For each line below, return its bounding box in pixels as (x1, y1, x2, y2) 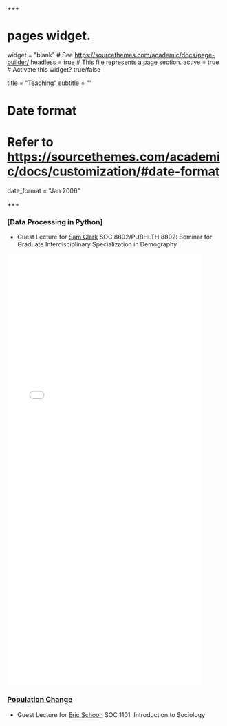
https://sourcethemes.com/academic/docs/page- (74, 50, 215, 59)
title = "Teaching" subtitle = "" (7, 79, 93, 87)
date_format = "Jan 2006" (7, 187, 80, 195)
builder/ (7, 58, 30, 66)
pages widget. (7, 28, 91, 43)
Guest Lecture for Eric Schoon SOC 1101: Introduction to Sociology (17, 710, 205, 718)
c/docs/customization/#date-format (7, 164, 220, 179)
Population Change (7, 695, 73, 705)
